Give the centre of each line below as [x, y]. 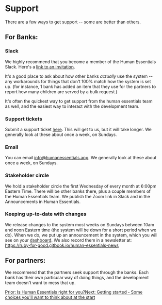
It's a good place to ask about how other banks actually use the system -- [79, 76]
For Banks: [22, 37]
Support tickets [24, 119]
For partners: [25, 261]
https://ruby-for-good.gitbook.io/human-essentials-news [62, 245]
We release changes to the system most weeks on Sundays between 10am [80, 224]
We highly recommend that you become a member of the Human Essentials [81, 62]
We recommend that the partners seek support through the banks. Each [77, 272]
